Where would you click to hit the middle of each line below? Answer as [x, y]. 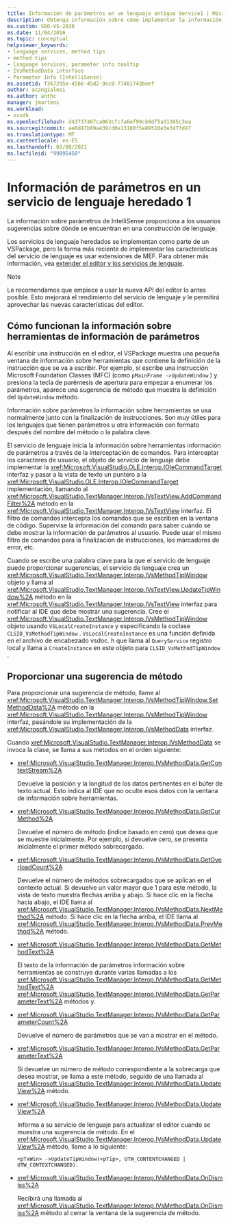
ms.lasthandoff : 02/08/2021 [47, 147]
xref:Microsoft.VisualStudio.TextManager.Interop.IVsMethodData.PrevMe [119, 924]
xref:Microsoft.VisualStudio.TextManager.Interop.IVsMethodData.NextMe [120, 910]
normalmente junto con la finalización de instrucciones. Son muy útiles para [114, 417]
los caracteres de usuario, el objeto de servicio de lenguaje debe [99, 460]
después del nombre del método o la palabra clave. [79, 432]
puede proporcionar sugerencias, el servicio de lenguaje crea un [98, 567]
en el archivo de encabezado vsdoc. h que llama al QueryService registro [110, 640]
